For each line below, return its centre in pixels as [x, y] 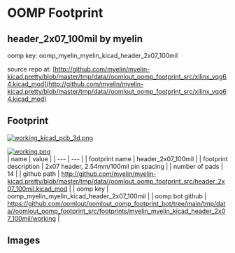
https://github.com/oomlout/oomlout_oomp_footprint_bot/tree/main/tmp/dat [116, 203]
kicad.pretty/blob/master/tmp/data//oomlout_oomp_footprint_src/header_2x [116, 181]
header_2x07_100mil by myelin [75, 39]
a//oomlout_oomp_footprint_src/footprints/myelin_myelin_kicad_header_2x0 [116, 211]
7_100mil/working [32, 218]
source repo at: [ [31, 69]
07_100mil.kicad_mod [37, 189]
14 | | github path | [34, 174]
